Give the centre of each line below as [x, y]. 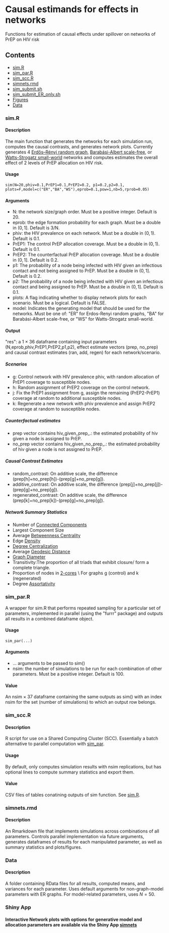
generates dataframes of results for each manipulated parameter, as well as [84, 842]
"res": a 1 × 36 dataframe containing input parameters [61, 342]
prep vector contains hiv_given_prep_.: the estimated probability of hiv [85, 433]
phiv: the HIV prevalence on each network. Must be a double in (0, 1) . [84, 233]
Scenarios [16, 364]
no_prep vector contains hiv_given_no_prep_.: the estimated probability [86, 444]
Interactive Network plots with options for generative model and [74, 919]
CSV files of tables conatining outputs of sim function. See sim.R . [73, 795]
